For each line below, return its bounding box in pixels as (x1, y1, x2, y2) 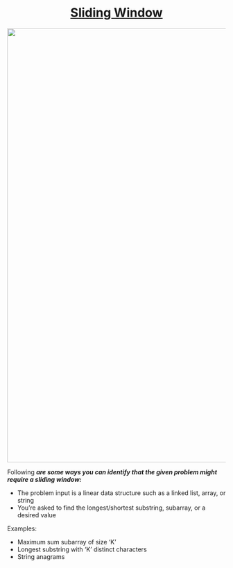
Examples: (7, 524, 37, 533)
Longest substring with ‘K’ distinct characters (17, 545, 147, 553)
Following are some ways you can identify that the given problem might (7, 467, 217, 476)
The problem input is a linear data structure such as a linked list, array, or (17, 488, 226, 497)
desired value (17, 510, 57, 519)
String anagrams (17, 552, 65, 560)
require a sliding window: (7, 475, 82, 483)
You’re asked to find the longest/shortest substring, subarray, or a (17, 503, 206, 512)
